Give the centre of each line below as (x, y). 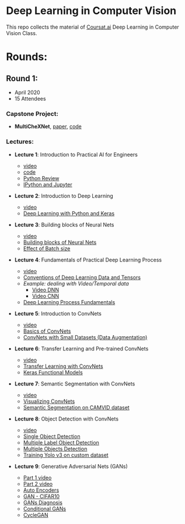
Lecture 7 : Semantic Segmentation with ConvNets (75, 384)
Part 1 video (37, 477)
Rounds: (27, 57)
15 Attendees (30, 98)
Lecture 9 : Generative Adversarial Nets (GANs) (71, 466)
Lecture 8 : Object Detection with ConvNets (66, 419)
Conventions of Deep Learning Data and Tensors (82, 277)
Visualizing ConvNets (49, 401)
